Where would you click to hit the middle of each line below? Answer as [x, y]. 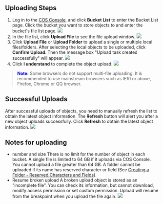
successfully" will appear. [38, 58]
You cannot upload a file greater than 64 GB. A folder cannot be [76, 165]
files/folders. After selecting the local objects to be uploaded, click [79, 47]
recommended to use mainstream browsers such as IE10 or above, [84, 78]
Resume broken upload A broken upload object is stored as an [75, 180]
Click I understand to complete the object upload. [62, 64]
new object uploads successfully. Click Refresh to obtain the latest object [79, 121]
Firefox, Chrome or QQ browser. [49, 84]
